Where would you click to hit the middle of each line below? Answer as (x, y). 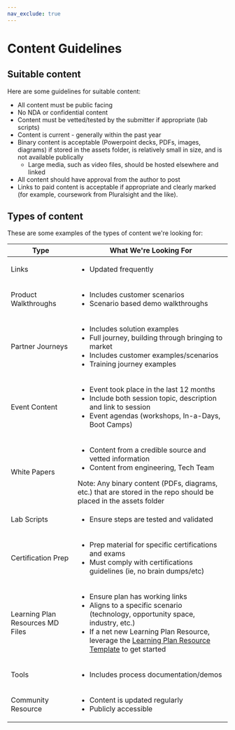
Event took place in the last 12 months (152, 390)
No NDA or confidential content (63, 112)
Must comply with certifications (141, 562)
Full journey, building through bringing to (156, 338)
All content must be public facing (65, 105)
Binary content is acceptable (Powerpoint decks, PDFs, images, (109, 142)
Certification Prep (40, 558)
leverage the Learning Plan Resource (150, 641)
